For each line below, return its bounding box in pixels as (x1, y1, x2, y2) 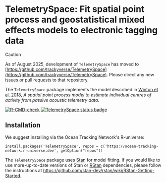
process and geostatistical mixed (5, 14, 145, 25)
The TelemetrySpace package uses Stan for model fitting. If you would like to (5, 157, 161, 163)
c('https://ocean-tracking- (100, 144, 159, 149)
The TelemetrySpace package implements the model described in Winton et (5, 86, 159, 92)
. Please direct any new (106, 71, 155, 77)
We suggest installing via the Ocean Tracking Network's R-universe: (5, 134, 145, 140)
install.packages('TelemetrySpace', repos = (5, 144, 99, 149)
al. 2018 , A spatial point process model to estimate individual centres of (5, 92, 152, 98)
